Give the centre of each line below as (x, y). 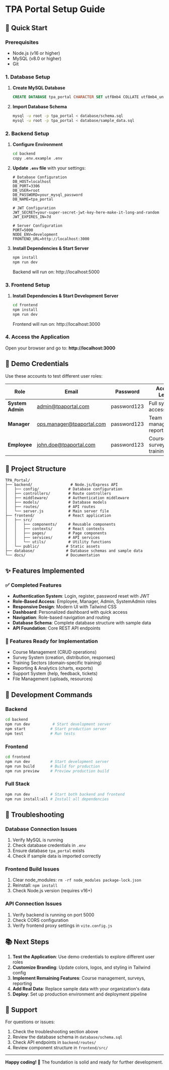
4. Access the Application (37, 337)
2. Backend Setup (27, 133)
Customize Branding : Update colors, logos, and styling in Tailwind (81, 967)
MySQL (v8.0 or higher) (37, 58)
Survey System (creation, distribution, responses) (64, 658)
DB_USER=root (26, 190)
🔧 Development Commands (49, 695)
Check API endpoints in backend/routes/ (54, 1042)
